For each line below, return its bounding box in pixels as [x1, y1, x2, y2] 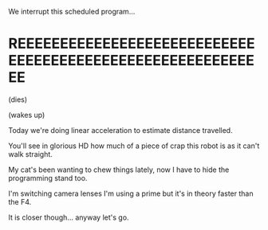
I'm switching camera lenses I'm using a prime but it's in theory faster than [8, 189, 254, 198]
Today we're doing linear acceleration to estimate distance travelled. [8, 125, 233, 134]
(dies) [8, 95, 28, 104]
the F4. [8, 197, 32, 206]
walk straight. [8, 149, 53, 158]
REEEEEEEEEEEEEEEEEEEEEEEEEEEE [8, 35, 255, 53]
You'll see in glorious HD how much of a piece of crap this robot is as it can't [8, 141, 260, 150]
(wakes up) [8, 110, 45, 119]
